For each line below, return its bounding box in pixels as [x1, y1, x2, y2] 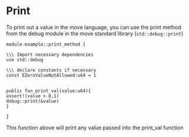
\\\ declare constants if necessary [6, 67, 96, 73]
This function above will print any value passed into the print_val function [6, 124, 184, 131]
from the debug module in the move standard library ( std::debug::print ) [6, 30, 184, 37]
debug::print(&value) [6, 98, 60, 104]
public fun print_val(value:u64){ [6, 87, 92, 94]
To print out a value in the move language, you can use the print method [6, 24, 182, 31]
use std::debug [6, 57, 44, 63]
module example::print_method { [6, 41, 86, 47]
